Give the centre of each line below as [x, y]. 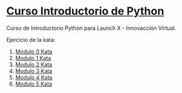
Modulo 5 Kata [34, 84]
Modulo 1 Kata [33, 58]
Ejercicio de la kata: [31, 40]
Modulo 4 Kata [34, 77]
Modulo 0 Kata [34, 51]
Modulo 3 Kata [34, 71]
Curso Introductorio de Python [85, 11]
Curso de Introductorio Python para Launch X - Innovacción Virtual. [91, 28]
